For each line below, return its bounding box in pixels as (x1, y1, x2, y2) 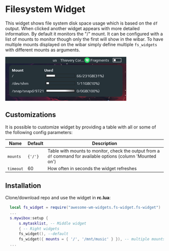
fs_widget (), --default (18, 231, 69, 236)
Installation (5, 181, 41, 190)
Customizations (5, 110, 56, 119)
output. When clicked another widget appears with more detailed (5, 25, 140, 31)
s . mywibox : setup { (10, 215, 49, 220)
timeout (7, 166, 24, 171)
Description (92, 141, 117, 147)
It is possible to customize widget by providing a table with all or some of (5, 124, 156, 130)
